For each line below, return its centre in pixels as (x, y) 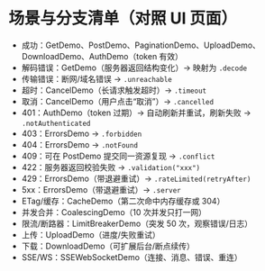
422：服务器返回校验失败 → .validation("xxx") (111, 167)
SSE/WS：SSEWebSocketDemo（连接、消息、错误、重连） (132, 257)
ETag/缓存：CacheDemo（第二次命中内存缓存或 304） (123, 201)
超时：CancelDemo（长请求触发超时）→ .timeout (114, 90)
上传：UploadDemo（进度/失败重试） (91, 234)
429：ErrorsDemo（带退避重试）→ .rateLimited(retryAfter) (136, 178)
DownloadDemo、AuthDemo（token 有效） (102, 56)
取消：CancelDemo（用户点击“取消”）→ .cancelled (117, 101)
